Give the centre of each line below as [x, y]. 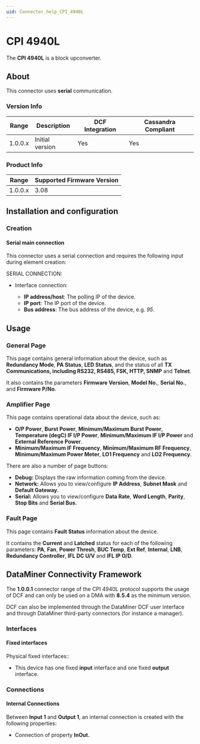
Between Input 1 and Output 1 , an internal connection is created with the [95, 717]
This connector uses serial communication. [60, 91]
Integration [100, 129]
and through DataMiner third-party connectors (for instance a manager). [95, 613]
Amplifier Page [28, 405]
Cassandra [160, 122]
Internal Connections [33, 704]
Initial [42, 139]
